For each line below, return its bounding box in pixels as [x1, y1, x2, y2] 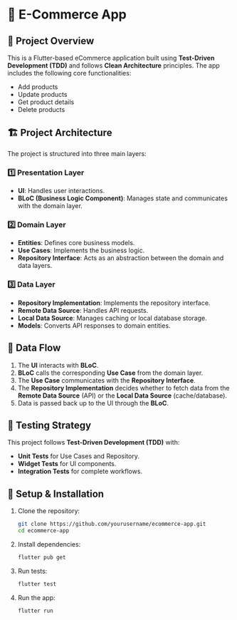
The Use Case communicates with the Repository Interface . [17, 376, 196, 384]
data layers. [17, 262, 53, 270]
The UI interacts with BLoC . [17, 361, 99, 369]
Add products [17, 83, 58, 91]
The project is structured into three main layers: [7, 149, 147, 157]
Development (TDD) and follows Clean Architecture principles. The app [7, 61, 221, 70]
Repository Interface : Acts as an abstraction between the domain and [17, 254, 224, 262]
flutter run [17, 607, 53, 614]
